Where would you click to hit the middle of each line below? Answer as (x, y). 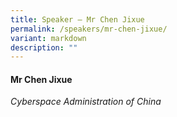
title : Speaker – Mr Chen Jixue (77, 19)
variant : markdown (48, 38)
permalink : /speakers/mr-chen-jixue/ (89, 29)
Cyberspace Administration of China (86, 102)
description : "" (44, 47)
